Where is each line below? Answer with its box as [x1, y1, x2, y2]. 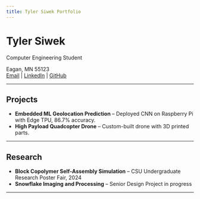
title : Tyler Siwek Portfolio [6, 8, 82, 15]
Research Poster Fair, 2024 [14, 174, 82, 181]
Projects [6, 94, 38, 105]
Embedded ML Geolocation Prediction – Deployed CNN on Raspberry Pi [14, 110, 193, 118]
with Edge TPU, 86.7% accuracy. [14, 116, 96, 124]
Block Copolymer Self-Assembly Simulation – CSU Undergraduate [14, 168, 181, 175]
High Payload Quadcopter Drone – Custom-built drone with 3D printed [14, 123, 189, 130]
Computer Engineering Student [6, 54, 82, 61]
